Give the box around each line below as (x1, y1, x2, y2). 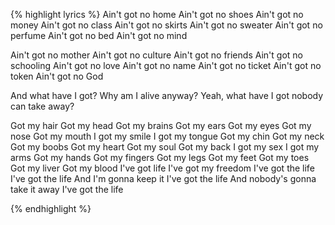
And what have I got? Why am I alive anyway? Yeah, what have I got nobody (10, 90, 324, 101)
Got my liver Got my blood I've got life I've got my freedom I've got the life (10, 162, 315, 174)
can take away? (10, 100, 75, 112)
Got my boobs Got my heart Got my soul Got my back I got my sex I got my (10, 141, 320, 153)
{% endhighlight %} (10, 203, 92, 214)
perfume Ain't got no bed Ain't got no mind (10, 30, 188, 41)
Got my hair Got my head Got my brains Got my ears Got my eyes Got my (10, 120, 312, 131)
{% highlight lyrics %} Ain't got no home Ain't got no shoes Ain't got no (10, 9, 304, 20)
